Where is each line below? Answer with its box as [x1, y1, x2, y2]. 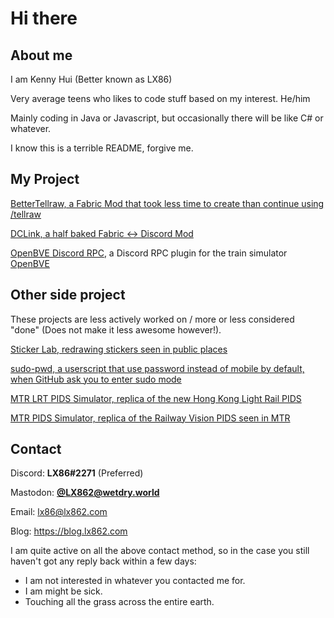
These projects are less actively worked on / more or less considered [10, 313, 295, 325]
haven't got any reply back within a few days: [10, 555, 197, 567]
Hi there [10, 7, 78, 30]
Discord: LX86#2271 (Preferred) [10, 467, 144, 479]
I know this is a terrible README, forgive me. [10, 142, 194, 154]
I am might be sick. [24, 585, 103, 597]
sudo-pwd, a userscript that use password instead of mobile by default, [10, 362, 305, 374]
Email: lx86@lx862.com [10, 506, 108, 518]
